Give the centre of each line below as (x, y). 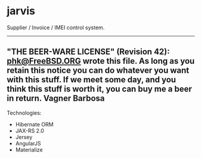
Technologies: (24, 113)
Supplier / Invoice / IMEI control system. (56, 27)
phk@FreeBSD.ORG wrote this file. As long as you (101, 61)
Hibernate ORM (34, 124)
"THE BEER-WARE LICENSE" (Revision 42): (88, 52)
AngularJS (28, 143)
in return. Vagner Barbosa (56, 99)
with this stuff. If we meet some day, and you (92, 80)
